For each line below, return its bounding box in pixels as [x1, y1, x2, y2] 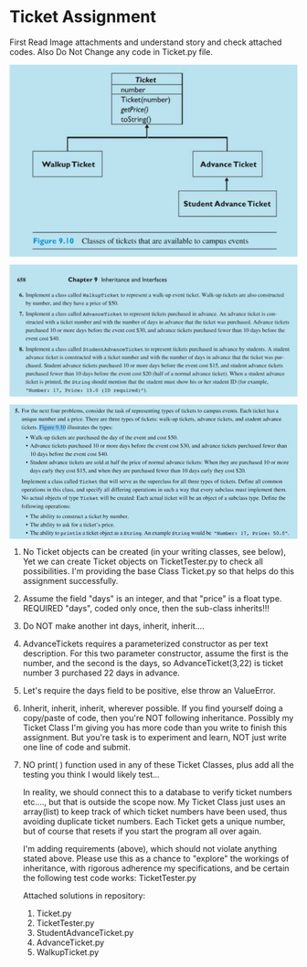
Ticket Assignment [9, 6, 157, 27]
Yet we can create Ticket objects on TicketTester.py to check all [22, 556, 263, 567]
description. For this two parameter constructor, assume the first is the [22, 647, 290, 659]
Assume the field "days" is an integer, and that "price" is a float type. [22, 592, 282, 604]
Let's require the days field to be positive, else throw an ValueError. [22, 685, 276, 696]
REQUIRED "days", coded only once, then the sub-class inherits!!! [22, 602, 270, 613]
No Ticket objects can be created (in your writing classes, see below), [22, 546, 286, 557]
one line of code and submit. [22, 741, 131, 752]
